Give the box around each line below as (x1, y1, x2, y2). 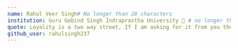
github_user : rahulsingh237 (7, 30, 91, 37)
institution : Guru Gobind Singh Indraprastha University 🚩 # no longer (7, 17, 223, 24)
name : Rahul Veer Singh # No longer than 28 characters (7, 10, 173, 18)
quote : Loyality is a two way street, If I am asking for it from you (7, 23, 220, 30)
